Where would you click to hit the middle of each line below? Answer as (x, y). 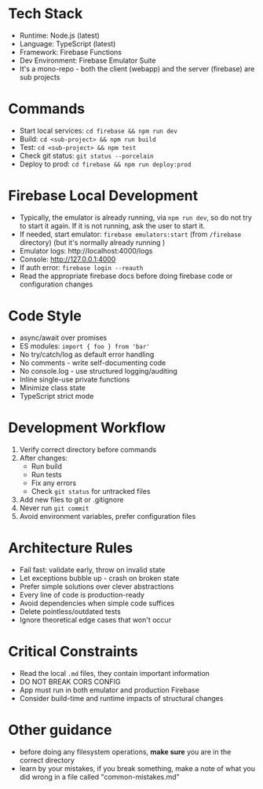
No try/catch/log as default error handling (87, 354)
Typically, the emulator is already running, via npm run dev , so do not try (136, 217)
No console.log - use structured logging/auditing (99, 371)
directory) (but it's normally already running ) (92, 242)
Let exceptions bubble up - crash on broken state (99, 578)
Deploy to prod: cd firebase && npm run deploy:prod (105, 164)
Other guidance (60, 730)
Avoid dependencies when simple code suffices (97, 603)
